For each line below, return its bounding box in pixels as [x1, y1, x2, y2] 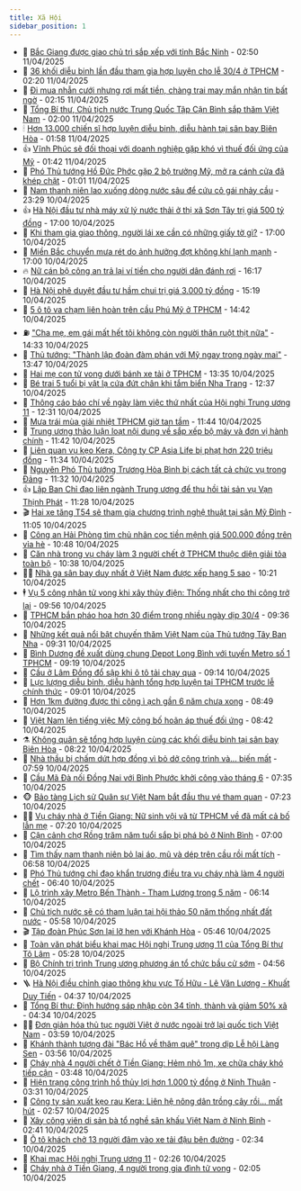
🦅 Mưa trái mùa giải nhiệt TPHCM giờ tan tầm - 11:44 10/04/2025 [22, 416, 262, 427]
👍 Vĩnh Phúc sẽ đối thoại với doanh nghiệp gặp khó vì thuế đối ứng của [22, 143, 289, 154]
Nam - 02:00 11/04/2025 [22, 113, 114, 124]
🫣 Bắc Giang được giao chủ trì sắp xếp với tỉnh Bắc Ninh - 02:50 [22, 46, 259, 57]
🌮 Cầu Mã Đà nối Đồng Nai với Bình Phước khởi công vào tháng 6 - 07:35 [22, 771, 293, 783]
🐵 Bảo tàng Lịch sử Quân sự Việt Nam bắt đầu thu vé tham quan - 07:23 [22, 791, 292, 802]
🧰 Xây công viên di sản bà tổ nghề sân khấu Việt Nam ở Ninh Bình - [22, 1114, 271, 1125]
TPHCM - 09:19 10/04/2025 [22, 657, 126, 668]
